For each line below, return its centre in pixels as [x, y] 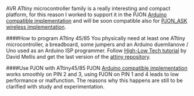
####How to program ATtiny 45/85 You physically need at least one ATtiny [96, 38]
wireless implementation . [36, 27]
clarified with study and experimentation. [56, 86]
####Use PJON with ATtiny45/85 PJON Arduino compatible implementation [97, 68]
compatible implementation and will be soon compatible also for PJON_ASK [97, 21]
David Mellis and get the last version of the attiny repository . [78, 57]
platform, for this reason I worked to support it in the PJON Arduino [86, 15]
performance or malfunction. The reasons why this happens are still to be [94, 80]
